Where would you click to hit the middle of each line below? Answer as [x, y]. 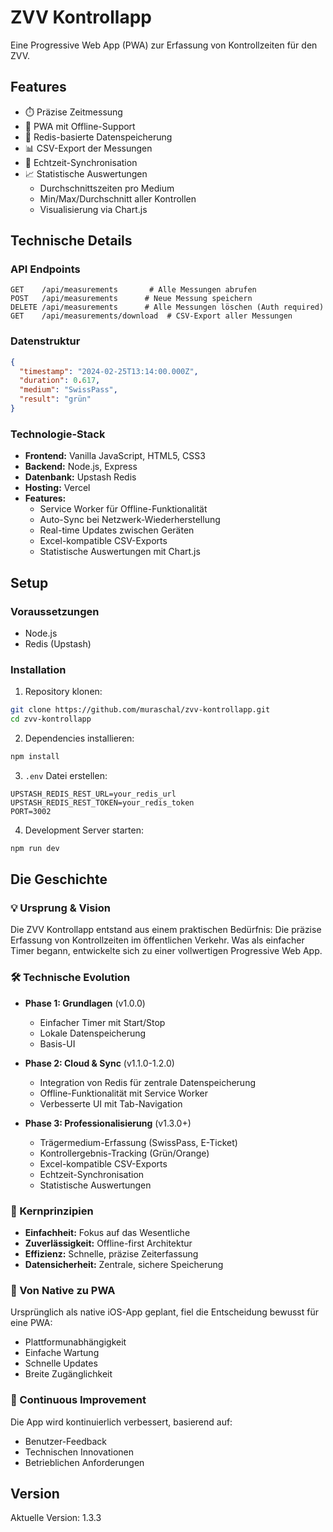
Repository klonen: [63, 692]
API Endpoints [45, 269]
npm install [35, 757]
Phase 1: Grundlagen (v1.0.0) [85, 1003]
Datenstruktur [45, 341]
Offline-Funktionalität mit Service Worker [124, 1093]
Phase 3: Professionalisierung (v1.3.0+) [108, 1123]
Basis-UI [57, 1043]
